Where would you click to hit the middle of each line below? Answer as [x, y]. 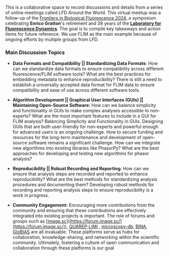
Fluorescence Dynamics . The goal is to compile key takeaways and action [83, 29]
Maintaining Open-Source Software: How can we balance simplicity [84, 105]
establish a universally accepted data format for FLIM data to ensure [83, 85]
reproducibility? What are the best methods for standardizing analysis [85, 179]
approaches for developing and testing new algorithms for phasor [81, 154]
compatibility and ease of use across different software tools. [76, 90]
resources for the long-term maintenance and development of [77, 138]
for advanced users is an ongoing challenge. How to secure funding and [88, 132]
